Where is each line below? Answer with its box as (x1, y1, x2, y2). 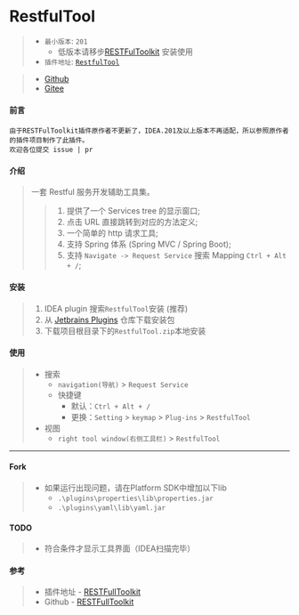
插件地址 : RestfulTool (44, 56, 120, 67)
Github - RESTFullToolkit (44, 596, 134, 607)
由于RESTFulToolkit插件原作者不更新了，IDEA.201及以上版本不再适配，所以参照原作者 (9, 126, 289, 135)
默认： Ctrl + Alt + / (70, 401, 151, 411)
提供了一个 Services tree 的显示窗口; (66, 206, 200, 216)
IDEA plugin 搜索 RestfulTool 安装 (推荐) (44, 303, 189, 313)
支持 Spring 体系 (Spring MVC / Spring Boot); (66, 239, 231, 250)
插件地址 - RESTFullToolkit (44, 587, 141, 597)
